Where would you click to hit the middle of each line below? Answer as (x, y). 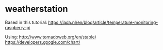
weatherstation (37, 9)
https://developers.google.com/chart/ (43, 42)
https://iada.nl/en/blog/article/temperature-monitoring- (103, 22)
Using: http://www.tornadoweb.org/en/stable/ (51, 37)
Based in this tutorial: (26, 22)
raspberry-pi (18, 27)
